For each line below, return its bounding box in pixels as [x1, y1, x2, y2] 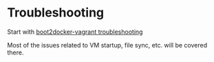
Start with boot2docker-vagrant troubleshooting [7, 28, 143, 36]
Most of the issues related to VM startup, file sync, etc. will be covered [7, 41, 208, 49]
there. [7, 48, 24, 56]
